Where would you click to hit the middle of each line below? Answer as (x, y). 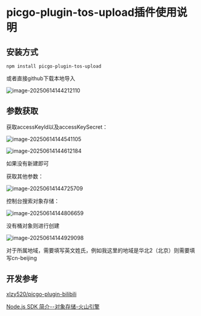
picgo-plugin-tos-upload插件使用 (92, 12)
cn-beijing (24, 258)
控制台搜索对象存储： (33, 201)
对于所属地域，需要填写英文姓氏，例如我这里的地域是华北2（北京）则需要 (98, 250)
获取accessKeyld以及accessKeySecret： (57, 127)
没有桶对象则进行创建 (33, 225)
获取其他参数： (25, 176)
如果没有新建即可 (28, 163)
